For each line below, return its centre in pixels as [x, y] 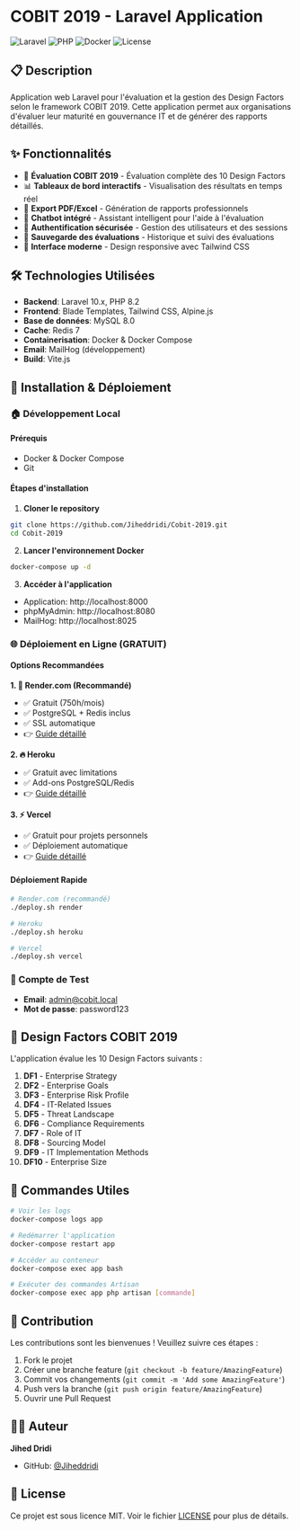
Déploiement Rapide [49, 880]
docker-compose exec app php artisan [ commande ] [103, 1293]
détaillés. [27, 125]
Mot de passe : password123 [76, 1009]
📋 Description [51, 71]
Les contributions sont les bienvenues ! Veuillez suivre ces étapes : [134, 1343]
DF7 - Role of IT [53, 1134]
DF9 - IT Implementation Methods [86, 1152]
